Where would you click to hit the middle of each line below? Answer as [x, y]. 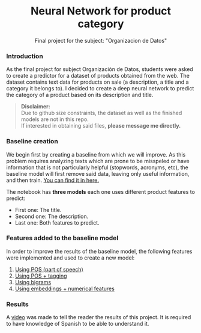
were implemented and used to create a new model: [70, 258]
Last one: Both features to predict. [57, 223]
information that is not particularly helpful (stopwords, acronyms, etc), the [97, 167]
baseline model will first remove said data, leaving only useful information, [98, 173]
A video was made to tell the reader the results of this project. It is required [99, 317]
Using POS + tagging [41, 276]
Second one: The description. [52, 216]
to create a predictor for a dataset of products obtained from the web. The [98, 76]
